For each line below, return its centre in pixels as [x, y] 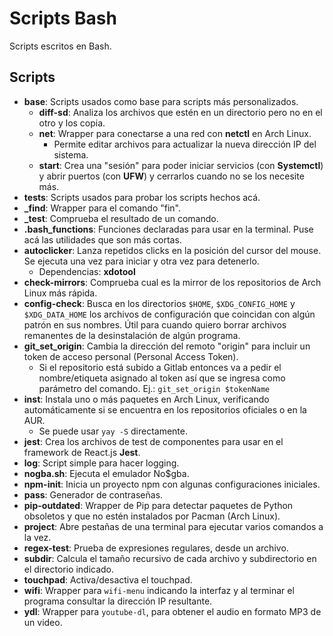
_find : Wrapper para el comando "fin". [102, 208]
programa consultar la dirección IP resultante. [118, 601]
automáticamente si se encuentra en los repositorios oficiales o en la [165, 409]
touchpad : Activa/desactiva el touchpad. [108, 579]
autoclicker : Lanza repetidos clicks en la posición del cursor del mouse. [172, 250]
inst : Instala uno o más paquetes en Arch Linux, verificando [146, 399]
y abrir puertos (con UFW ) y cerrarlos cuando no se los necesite [171, 176]
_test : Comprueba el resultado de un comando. [121, 218]
